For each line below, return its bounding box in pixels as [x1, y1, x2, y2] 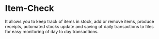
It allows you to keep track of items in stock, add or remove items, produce [5, 19, 154, 24]
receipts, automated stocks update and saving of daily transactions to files [5, 23, 154, 29]
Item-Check [5, 3, 54, 14]
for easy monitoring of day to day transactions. [5, 29, 99, 34]
